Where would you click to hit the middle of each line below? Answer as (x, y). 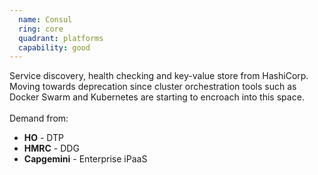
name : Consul (45, 19)
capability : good (54, 47)
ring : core (41, 29)
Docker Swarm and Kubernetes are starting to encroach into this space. (157, 97)
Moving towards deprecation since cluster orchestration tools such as (153, 87)
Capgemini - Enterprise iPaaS (85, 159)
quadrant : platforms (61, 38)
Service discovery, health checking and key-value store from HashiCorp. (159, 76)
